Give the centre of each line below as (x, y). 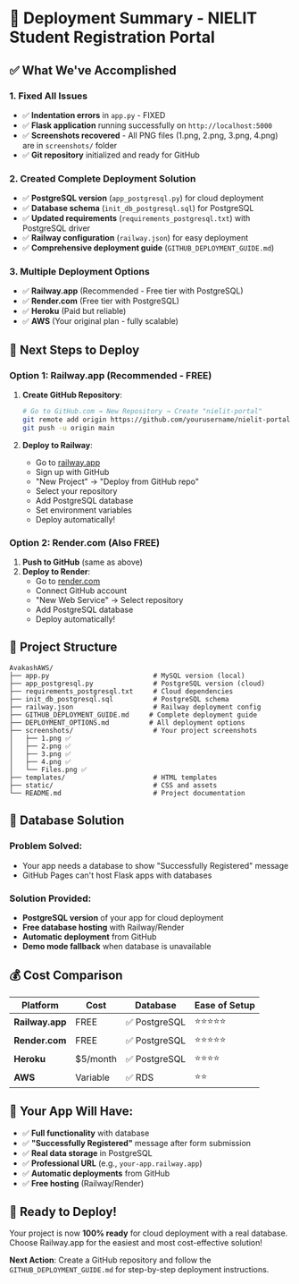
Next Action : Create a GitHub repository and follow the (110, 1260)
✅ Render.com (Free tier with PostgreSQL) (101, 301)
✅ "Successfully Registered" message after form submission (137, 1143)
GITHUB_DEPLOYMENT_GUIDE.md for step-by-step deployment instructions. (139, 1270)
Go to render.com (68, 582)
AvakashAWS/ (31, 668)
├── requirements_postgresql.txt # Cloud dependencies (121, 691)
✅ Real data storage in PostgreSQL (87, 1152)
